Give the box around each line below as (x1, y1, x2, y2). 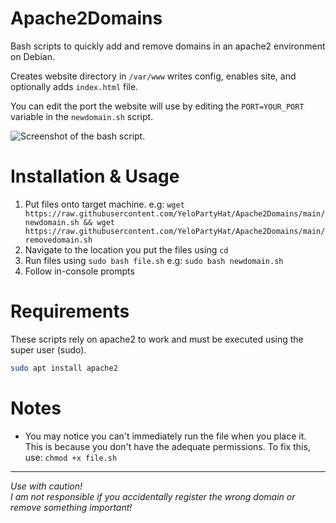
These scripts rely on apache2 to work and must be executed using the (10, 333, 304, 345)
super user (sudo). (10, 343, 87, 356)
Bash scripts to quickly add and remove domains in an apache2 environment (10, 40, 326, 52)
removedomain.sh (24, 235, 93, 245)
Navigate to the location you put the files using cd (24, 243, 229, 256)
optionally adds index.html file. (10, 80, 139, 92)
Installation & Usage (10, 165, 180, 188)
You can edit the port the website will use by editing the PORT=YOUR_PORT (10, 100, 305, 112)
